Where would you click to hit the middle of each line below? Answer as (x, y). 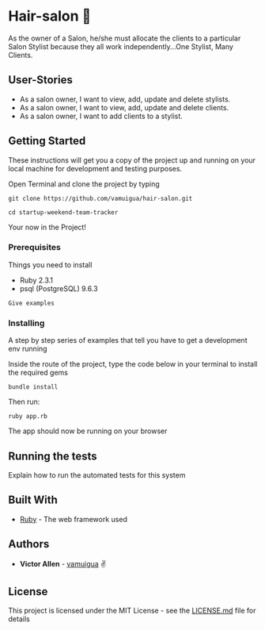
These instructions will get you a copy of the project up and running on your (132, 160)
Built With (33, 500)
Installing (26, 323)
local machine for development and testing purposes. (95, 168)
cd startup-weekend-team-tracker (63, 212)
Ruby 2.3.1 (36, 280)
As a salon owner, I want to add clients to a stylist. (101, 116)
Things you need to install (50, 264)
